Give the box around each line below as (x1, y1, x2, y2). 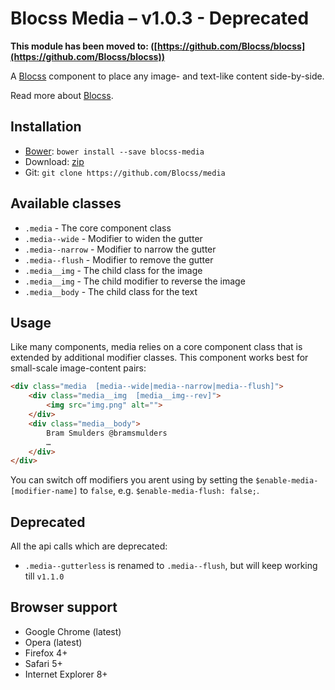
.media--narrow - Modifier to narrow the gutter (24, 243, 217, 255)
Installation (10, 118, 82, 136)
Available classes (10, 195, 122, 212)
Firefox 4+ (24, 647, 68, 659)
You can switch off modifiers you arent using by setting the (10, 474, 254, 486)
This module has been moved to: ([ (10, 40, 158, 52)
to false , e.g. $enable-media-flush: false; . (79, 485, 260, 497)
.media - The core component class (24, 222, 172, 234)
